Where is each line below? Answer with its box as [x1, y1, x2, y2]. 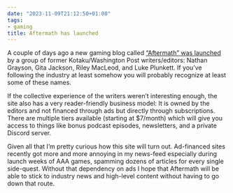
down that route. [7, 179, 55, 188]
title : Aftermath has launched [7, 29, 99, 37]
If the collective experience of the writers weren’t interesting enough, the [7, 92, 218, 100]
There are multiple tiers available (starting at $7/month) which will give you [7, 114, 223, 123]
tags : [7, 17, 23, 24]
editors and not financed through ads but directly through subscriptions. [7, 107, 216, 115]
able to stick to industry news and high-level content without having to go [7, 172, 219, 180]
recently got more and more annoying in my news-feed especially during [7, 150, 218, 158]
